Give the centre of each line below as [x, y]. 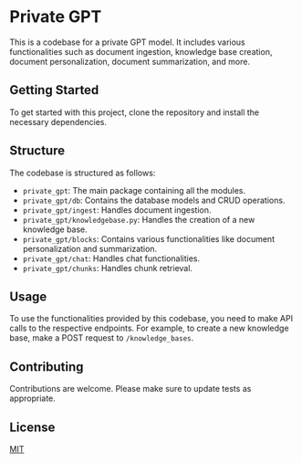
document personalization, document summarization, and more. [130, 61]
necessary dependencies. [58, 121]
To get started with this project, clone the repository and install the [135, 112]
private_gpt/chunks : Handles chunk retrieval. [108, 268]
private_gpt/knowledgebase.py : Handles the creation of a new [139, 219]
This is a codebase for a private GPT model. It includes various [127, 42]
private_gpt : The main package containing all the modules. [134, 190]
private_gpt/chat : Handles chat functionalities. [111, 258]
